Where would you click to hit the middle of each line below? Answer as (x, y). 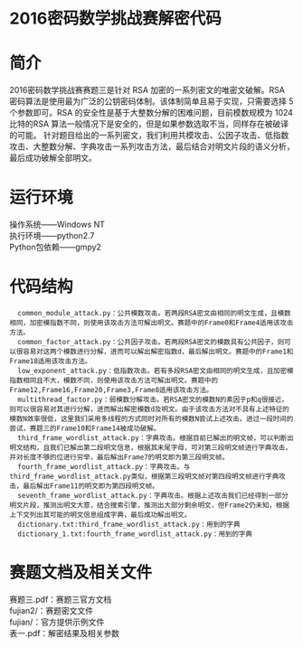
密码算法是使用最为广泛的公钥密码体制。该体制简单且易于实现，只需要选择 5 (151, 101)
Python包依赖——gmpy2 (56, 247)
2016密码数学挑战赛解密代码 (115, 19)
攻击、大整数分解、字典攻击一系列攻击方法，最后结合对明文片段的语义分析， (152, 146)
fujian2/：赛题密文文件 (51, 610)
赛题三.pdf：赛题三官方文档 (61, 599)
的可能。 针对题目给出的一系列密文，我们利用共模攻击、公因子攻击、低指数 (149, 136)
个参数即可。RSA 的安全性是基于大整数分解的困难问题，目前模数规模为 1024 (151, 113)
